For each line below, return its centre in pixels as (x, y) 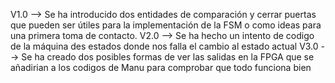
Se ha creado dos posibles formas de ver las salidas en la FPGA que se (168, 57)
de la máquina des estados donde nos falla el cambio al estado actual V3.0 (164, 46)
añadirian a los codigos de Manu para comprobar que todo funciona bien (161, 67)
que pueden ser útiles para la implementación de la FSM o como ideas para (166, 25)
